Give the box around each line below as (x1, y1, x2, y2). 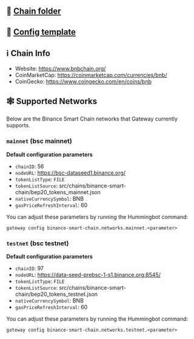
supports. (6, 122, 30, 129)
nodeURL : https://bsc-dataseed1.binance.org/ (15, 169, 126, 176)
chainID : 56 (15, 163, 44, 170)
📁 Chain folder (6, 6, 62, 16)
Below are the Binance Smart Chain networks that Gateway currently (6, 115, 178, 122)
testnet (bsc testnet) (6, 239, 69, 247)
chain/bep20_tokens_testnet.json (15, 290, 98, 298)
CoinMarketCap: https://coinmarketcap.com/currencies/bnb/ (15, 71, 167, 79)
